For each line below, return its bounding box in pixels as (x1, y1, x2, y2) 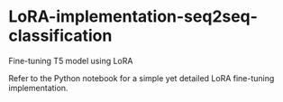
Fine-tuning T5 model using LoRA (8, 55, 133, 66)
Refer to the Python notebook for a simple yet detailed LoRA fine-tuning (8, 72, 275, 83)
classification (8, 25, 113, 46)
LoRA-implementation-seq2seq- (8, 6, 259, 27)
